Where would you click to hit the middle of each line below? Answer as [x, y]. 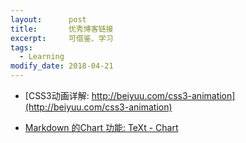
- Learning [42, 57]
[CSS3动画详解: [57, 95]
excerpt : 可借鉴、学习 [62, 38]
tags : [21, 47]
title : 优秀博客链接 [62, 29]
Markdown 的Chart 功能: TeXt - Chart [101, 127]
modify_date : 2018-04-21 [62, 66]
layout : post [48, 19]
